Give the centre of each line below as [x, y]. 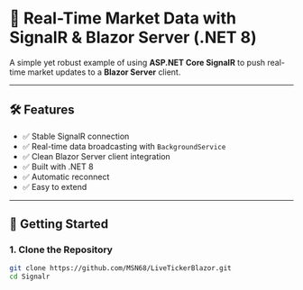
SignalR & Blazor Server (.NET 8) [133, 37]
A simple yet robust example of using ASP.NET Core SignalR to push [138, 62]
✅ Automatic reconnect [66, 177]
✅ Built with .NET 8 [58, 167]
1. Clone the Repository [61, 249]
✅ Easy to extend [55, 186]
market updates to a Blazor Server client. [104, 72]
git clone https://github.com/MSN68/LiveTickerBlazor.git [120, 268]
